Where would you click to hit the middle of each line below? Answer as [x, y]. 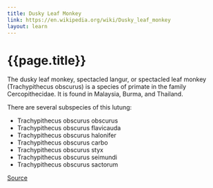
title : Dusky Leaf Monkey [44, 13]
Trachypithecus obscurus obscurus [68, 121]
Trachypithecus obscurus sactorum [68, 165]
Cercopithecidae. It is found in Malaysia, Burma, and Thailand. [95, 94]
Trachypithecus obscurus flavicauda [69, 128]
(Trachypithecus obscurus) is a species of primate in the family [97, 87]
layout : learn [28, 26]
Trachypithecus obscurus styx [60, 150]
